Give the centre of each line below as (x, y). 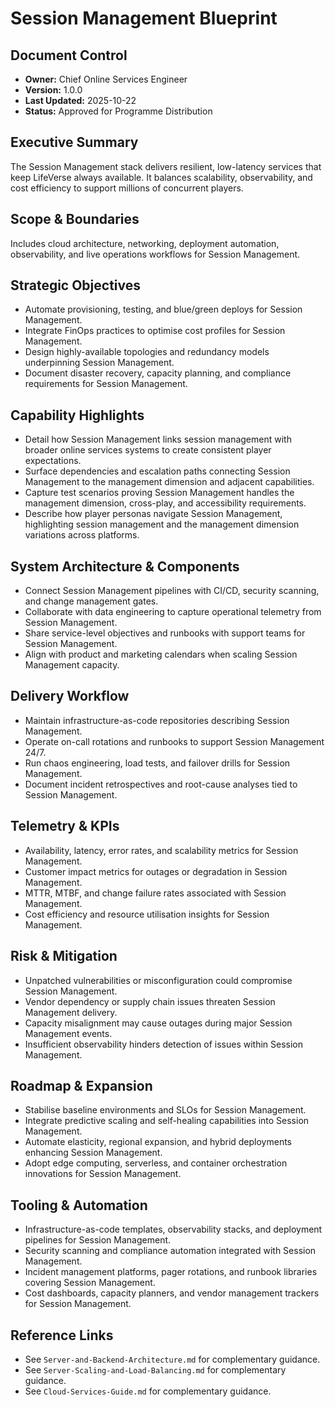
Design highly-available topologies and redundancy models (147, 352)
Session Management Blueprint (144, 18)
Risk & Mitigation (64, 956)
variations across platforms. (82, 535)
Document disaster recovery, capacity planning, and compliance (158, 373)
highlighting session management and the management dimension (162, 524)
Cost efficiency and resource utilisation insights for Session (147, 914)
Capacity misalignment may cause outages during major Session (158, 1023)
